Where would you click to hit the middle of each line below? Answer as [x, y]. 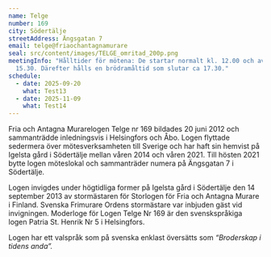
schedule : [25, 76]
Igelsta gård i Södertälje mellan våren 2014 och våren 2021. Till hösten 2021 [134, 155]
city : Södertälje [38, 31]
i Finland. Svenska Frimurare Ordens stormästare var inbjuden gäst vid [125, 205]
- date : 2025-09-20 [48, 83]
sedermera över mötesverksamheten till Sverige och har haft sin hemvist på [134, 146]
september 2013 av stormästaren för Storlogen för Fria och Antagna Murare [134, 196]
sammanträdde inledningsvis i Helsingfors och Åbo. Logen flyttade [119, 137]
